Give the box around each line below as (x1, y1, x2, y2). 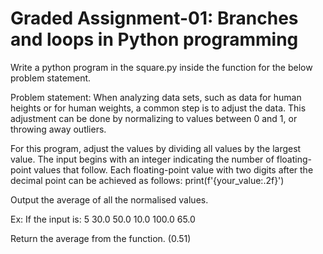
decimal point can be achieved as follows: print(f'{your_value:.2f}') (10, 174, 285, 186)
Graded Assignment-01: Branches (10, 7, 299, 30)
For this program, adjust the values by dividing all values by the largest (10, 142, 302, 154)
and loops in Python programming (10, 28, 299, 51)
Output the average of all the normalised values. (10, 193, 209, 206)
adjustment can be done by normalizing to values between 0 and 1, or (10, 112, 298, 124)
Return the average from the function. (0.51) (10, 232, 192, 244)
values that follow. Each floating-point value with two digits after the (33, 163, 314, 176)
